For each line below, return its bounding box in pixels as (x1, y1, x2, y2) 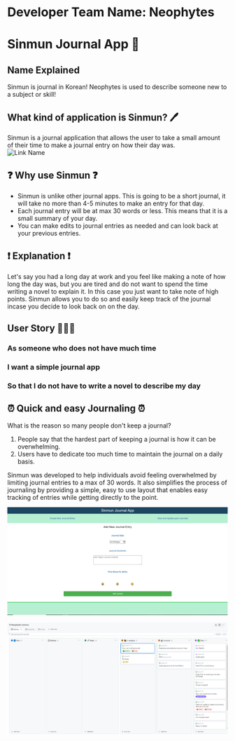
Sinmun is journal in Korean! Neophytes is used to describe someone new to (7, 83, 227, 91)
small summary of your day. (17, 214, 98, 222)
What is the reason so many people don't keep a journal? (7, 421, 171, 430)
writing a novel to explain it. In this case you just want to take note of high (7, 287, 219, 295)
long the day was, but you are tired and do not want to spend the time (7, 280, 208, 288)
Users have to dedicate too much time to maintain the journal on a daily (17, 449, 223, 458)
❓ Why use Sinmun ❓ (7, 170, 98, 182)
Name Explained (7, 64, 80, 76)
